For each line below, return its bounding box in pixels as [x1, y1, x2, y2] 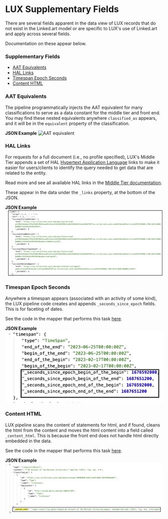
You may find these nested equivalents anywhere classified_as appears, [5, 115, 157, 121]
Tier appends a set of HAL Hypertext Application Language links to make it [5, 159, 159, 165]
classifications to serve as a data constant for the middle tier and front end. [5, 109, 160, 116]
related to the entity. [5, 169, 47, 176]
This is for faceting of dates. [5, 306, 64, 312]
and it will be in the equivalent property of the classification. [5, 120, 130, 126]
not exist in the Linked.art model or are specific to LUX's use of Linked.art [5, 25, 157, 31]
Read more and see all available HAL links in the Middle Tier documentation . [5, 180, 162, 186]
